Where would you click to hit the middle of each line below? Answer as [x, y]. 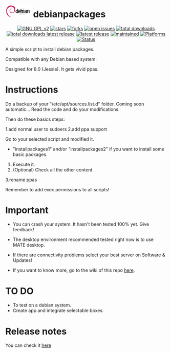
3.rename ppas [21, 180]
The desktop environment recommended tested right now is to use [83, 239]
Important [27, 210]
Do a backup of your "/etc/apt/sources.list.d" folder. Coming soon [75, 104]
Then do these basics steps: [35, 119]
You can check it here [28, 345]
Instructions [32, 90]
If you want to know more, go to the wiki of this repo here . [74, 270]
